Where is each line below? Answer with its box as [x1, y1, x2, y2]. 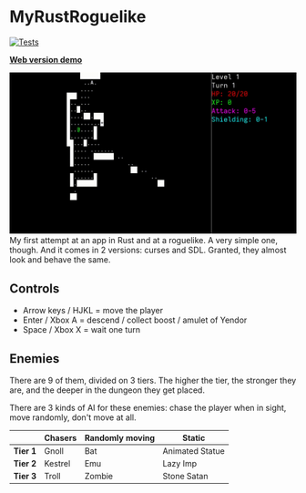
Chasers [44, 432, 77, 443]
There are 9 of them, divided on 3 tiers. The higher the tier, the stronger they [9, 375, 297, 386]
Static [181, 432, 206, 443]
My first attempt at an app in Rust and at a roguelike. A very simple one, [9, 235, 279, 246]
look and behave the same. [9, 254, 111, 265]
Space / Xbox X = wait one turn [22, 324, 141, 335]
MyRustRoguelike [9, 6, 147, 27]
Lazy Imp [162, 458, 198, 469]
